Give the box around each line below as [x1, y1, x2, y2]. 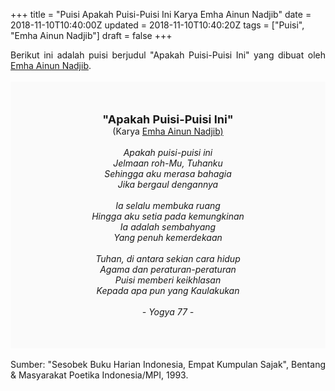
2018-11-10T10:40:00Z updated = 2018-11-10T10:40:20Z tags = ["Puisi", [10, 19, 305, 31]
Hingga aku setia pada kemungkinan [91, 210, 245, 222]
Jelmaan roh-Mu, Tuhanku [113, 157, 223, 169]
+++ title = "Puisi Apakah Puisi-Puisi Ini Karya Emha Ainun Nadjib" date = [10, 9, 312, 20]
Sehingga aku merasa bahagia [104, 168, 232, 179]
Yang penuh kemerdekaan [113, 232, 223, 243]
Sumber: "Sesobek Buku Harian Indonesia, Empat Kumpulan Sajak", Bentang [10, 359, 326, 370]
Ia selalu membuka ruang [115, 200, 221, 211]
